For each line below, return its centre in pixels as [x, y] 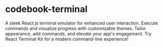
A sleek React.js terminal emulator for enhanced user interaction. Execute [82, 23]
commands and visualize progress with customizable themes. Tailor [76, 28]
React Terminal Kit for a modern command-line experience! [67, 39]
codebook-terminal [46, 9]
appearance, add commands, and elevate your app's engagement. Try [78, 33]
